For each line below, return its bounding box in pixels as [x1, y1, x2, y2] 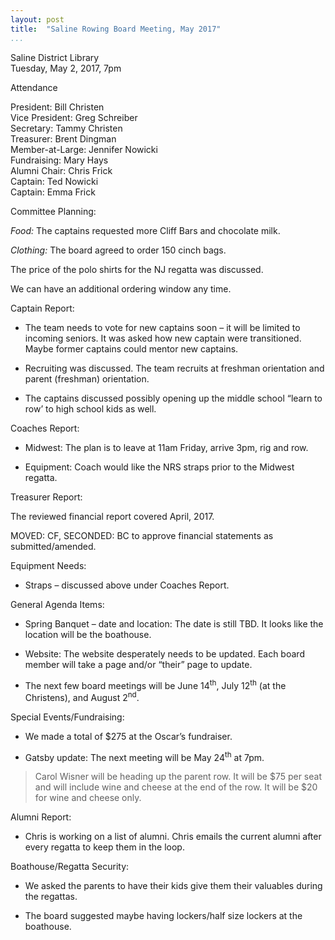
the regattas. [24, 891, 78, 903]
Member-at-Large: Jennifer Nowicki [10, 143, 158, 155]
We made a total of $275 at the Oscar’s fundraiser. [24, 730, 233, 742]
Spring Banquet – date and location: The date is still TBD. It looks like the [24, 617, 324, 630]
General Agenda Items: [10, 598, 105, 610]
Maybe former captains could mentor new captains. [24, 342, 239, 355]
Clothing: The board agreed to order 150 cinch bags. [10, 244, 227, 256]
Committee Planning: [10, 205, 97, 217]
